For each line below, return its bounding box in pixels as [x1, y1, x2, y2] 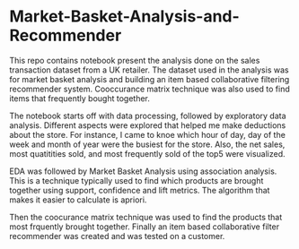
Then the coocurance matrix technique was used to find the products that [9, 211, 283, 222]
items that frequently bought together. [9, 92, 150, 104]
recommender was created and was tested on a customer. [9, 230, 225, 241]
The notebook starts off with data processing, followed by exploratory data [9, 110, 286, 121]
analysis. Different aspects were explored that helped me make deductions [9, 119, 286, 131]
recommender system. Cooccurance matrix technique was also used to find [9, 83, 290, 94]
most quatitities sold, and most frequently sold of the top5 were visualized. [9, 148, 286, 159]
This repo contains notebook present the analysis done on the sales [9, 55, 260, 65]
